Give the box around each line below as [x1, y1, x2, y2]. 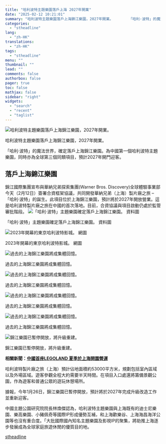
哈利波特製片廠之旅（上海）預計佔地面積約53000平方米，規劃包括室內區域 [5, 366, 157, 371]
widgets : [5, 99, 23, 104]
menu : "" [5, 58, 23, 63]
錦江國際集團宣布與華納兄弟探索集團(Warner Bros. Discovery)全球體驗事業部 [5, 184, 161, 190]
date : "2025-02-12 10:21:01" [5, 12, 65, 17]
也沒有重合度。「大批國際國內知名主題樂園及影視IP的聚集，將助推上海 [13, 417, 154, 423]
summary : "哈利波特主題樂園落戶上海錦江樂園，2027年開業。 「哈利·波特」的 [5, 16, 157, 21]
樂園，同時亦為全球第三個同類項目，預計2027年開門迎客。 [5, 154, 124, 160]
